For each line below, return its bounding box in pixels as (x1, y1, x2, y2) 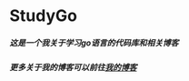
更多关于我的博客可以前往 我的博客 (9, 62, 137, 73)
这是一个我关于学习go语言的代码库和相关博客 (9, 37, 179, 48)
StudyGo (9, 5, 77, 26)
